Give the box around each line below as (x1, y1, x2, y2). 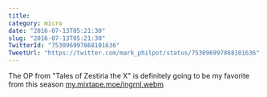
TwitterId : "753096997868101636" (8, 42, 120, 50)
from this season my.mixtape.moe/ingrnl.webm (8, 79, 164, 89)
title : (8, 11, 30, 20)
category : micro (8, 19, 63, 27)
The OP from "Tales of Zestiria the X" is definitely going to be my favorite (8, 71, 250, 80)
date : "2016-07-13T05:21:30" (8, 26, 106, 34)
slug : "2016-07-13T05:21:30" (8, 34, 106, 42)
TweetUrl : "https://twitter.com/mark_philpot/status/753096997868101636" (8, 49, 261, 57)
